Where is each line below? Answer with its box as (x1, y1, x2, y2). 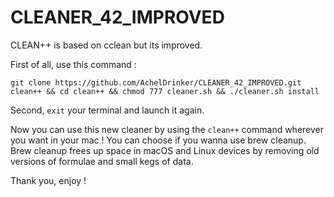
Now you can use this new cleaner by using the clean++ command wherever (10, 123, 325, 135)
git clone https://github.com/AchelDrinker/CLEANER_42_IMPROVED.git (10, 77, 302, 88)
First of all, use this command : (10, 58, 137, 70)
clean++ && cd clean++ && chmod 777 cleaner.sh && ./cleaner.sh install (10, 86, 320, 96)
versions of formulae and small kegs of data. (10, 155, 194, 167)
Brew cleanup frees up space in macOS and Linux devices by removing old (10, 144, 320, 156)
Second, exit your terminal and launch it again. (10, 104, 205, 116)
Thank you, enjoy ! (10, 174, 87, 186)
